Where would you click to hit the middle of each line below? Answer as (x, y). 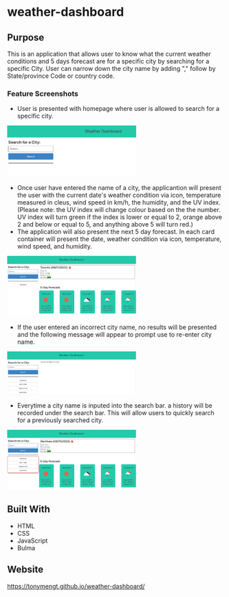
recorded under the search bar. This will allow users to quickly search (116, 412)
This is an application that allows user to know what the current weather (109, 54)
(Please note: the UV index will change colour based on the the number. (119, 209)
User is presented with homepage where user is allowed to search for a (118, 109)
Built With (29, 509)
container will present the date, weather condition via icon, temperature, (119, 239)
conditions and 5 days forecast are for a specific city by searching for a (108, 61)
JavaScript (32, 541)
